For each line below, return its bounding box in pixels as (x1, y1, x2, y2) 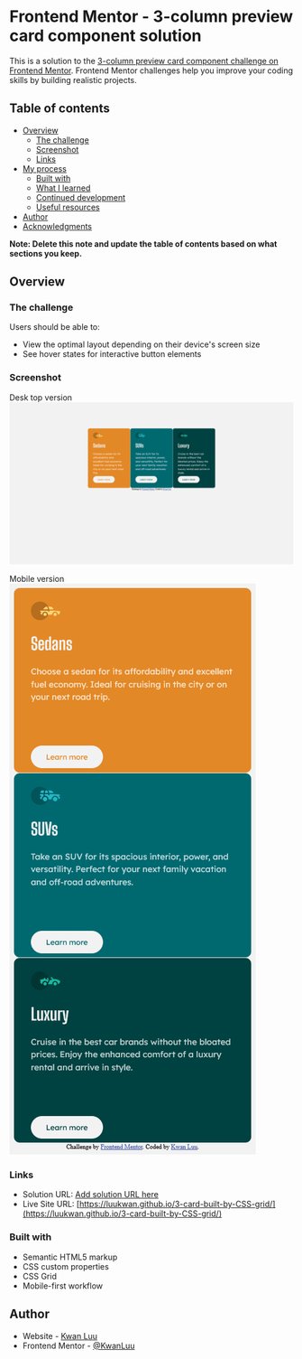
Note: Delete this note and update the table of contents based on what (9, 238, 278, 249)
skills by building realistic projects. (9, 74, 137, 85)
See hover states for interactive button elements (22, 349, 202, 360)
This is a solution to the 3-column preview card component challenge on (9, 55, 279, 66)
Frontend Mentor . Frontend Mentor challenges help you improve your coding (9, 65, 294, 76)
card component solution (9, 25, 202, 46)
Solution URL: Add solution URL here (22, 1189, 160, 1200)
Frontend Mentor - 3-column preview (9, 6, 294, 27)
